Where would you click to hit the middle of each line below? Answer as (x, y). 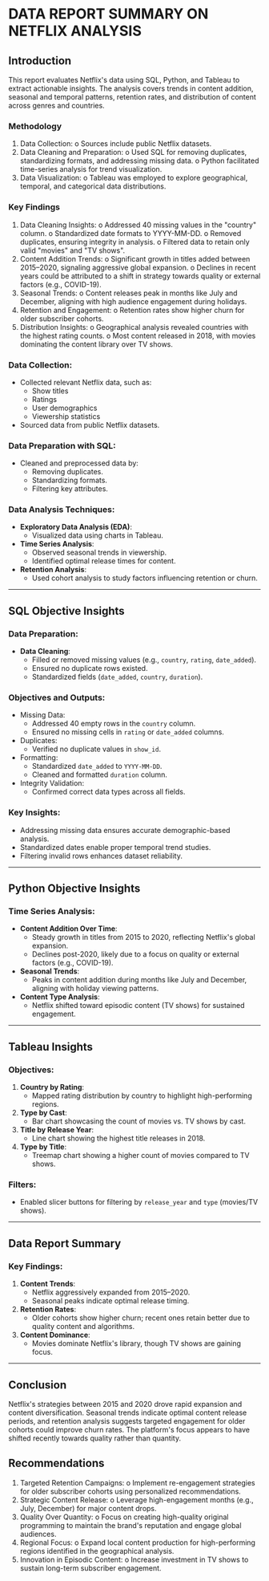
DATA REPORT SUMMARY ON (108, 14)
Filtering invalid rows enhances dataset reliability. (101, 856)
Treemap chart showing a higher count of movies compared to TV (141, 1156)
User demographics (64, 408)
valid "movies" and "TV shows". (72, 250)
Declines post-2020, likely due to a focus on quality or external (135, 954)
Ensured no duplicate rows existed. (90, 669)
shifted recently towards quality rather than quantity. (95, 1438)
